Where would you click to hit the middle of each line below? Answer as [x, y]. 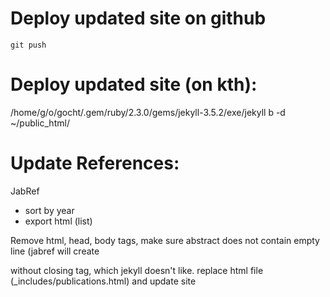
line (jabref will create [55, 251]
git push [28, 45]
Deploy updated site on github [138, 18]
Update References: [95, 163]
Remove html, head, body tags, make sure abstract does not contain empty [165, 240]
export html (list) [58, 221]
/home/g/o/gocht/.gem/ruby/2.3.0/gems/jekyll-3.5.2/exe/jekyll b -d [148, 112]
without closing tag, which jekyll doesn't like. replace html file [137, 270]
